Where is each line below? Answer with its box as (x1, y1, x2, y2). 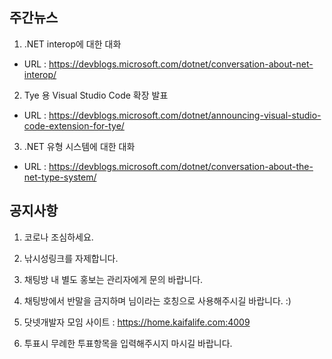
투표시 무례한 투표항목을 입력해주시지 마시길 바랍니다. (23, 337, 233, 349)
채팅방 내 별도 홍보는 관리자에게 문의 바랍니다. (23, 273, 204, 285)
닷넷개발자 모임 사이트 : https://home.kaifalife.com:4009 (23, 316, 251, 328)
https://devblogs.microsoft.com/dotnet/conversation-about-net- (48, 58, 314, 70)
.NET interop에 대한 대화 (23, 38, 122, 50)
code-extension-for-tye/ (23, 119, 125, 132)
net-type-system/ (23, 171, 97, 183)
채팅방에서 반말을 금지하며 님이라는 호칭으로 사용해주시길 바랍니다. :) (23, 294, 292, 307)
